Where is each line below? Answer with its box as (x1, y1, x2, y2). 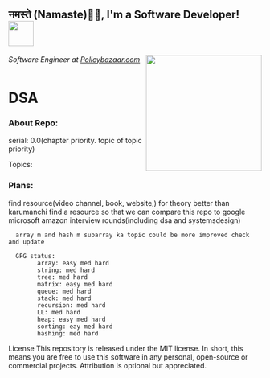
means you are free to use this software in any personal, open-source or (8, 351, 248, 362)
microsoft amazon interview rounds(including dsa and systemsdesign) (8, 215, 241, 225)
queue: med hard (37, 287, 92, 295)
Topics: (8, 160, 33, 170)
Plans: (8, 180, 34, 191)
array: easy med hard (37, 259, 110, 267)
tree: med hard (37, 273, 88, 281)
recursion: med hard (37, 301, 106, 310)
